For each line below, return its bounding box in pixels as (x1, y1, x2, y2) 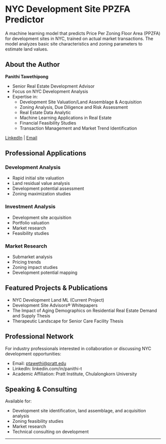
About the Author (5, 60, 60, 69)
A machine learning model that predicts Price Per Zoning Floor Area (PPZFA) (5, 30, 161, 36)
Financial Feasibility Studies (19, 120, 77, 126)
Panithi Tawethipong (5, 73, 48, 80)
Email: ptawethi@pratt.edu (12, 360, 67, 366)
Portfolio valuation (12, 220, 49, 225)
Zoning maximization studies (12, 191, 71, 197)
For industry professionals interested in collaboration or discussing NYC (5, 345, 152, 352)
